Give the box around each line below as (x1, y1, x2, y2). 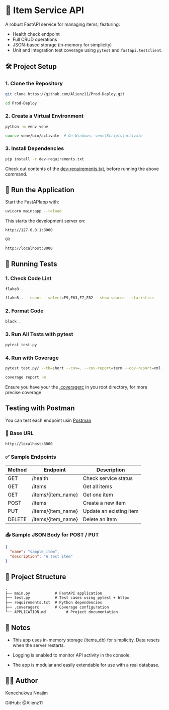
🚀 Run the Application (5, 185, 74, 194)
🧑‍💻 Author (5, 676, 38, 685)
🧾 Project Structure (5, 573, 66, 581)
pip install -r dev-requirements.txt (5, 156, 84, 161)
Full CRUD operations (12, 36, 57, 42)
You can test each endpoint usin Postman (5, 417, 92, 423)
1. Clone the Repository (5, 80, 63, 87)
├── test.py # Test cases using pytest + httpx (5, 595, 129, 600)
